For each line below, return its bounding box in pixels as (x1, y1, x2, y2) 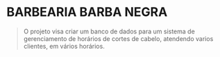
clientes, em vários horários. (23, 42, 105, 50)
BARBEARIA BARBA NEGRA (6, 4, 168, 20)
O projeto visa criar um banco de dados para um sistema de (23, 27, 195, 35)
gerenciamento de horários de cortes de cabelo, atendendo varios (23, 34, 214, 42)
